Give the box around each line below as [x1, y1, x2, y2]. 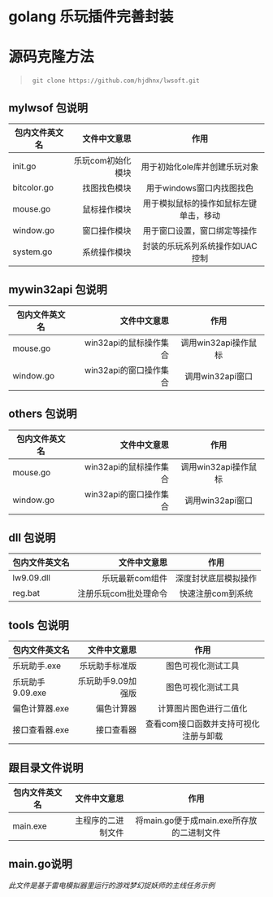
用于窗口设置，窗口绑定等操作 [142, 225, 258, 236]
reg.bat [12, 588, 41, 599]
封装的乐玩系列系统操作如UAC [141, 240, 258, 252]
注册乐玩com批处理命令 [77, 588, 168, 599]
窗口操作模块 [82, 225, 132, 236]
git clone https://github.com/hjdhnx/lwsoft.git [32, 77, 201, 85]
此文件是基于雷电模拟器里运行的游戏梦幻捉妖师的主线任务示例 [8, 880, 215, 890]
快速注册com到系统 [179, 588, 253, 599]
